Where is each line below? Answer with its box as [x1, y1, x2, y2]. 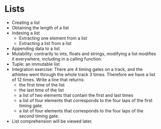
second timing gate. [19, 113, 59, 119]
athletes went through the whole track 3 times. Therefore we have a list [11, 71, 156, 77]
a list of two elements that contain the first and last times [19, 92, 134, 98]
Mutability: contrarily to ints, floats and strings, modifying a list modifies [11, 50, 156, 57]
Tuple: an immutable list [11, 61, 60, 67]
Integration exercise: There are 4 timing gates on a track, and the [11, 66, 143, 72]
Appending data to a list [11, 45, 60, 51]
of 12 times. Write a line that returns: [11, 77, 85, 83]
